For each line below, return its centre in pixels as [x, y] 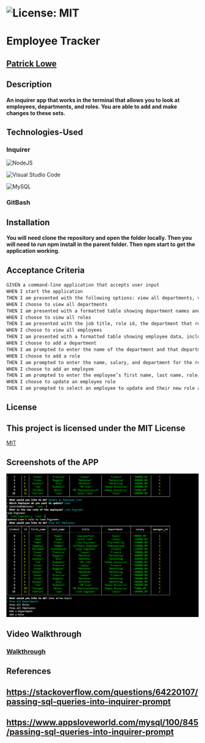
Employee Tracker [53, 41]
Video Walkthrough [44, 634]
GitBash [18, 203]
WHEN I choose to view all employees [54, 330]
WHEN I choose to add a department [52, 343]
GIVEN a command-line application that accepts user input [83, 285]
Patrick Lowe [31, 63]
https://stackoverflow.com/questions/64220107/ [102, 692]
